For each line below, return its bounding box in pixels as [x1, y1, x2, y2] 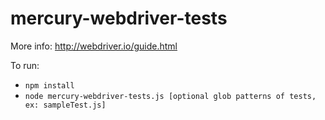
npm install [24, 80, 75, 91]
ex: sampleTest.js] [24, 100, 107, 110]
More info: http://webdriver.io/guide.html [10, 40, 178, 52]
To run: [10, 59, 40, 71]
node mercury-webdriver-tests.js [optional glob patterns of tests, [24, 91, 317, 101]
